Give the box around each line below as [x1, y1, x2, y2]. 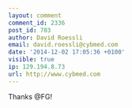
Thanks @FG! [8, 91, 53, 101]
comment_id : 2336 [8, 19, 66, 27]
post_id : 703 [8, 26, 51, 34]
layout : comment [8, 11, 62, 20]
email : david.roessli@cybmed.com [8, 41, 119, 49]
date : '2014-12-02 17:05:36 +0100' [8, 48, 126, 56]
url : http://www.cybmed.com [8, 70, 101, 78]
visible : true [8, 56, 55, 64]
